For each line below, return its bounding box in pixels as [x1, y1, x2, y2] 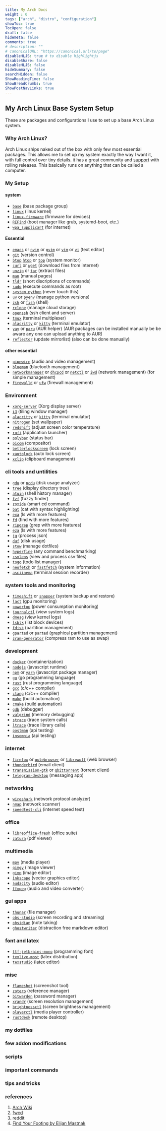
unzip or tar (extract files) [12, 267, 66, 273]
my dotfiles [5, 1027, 33, 1034]
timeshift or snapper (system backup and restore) [12, 593, 115, 599]
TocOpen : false [5, 26, 37, 31]
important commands [5, 1066, 58, 1073]
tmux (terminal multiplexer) [12, 315, 66, 321]
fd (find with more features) [12, 517, 69, 523]
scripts [5, 1053, 23, 1060]
